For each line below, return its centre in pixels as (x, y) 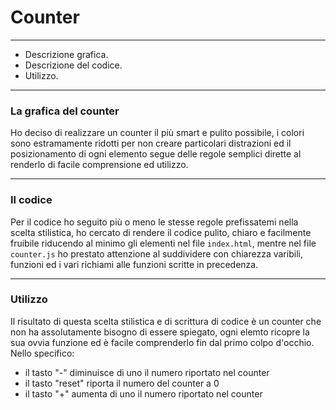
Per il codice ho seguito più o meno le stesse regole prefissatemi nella (154, 222)
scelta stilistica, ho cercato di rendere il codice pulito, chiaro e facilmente (161, 232)
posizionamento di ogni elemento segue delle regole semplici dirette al (156, 154)
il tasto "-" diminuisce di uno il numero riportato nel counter (147, 372)
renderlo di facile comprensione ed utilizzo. (99, 165)
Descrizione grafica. (66, 54)
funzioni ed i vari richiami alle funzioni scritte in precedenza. (134, 264)
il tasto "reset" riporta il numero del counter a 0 (122, 383)
